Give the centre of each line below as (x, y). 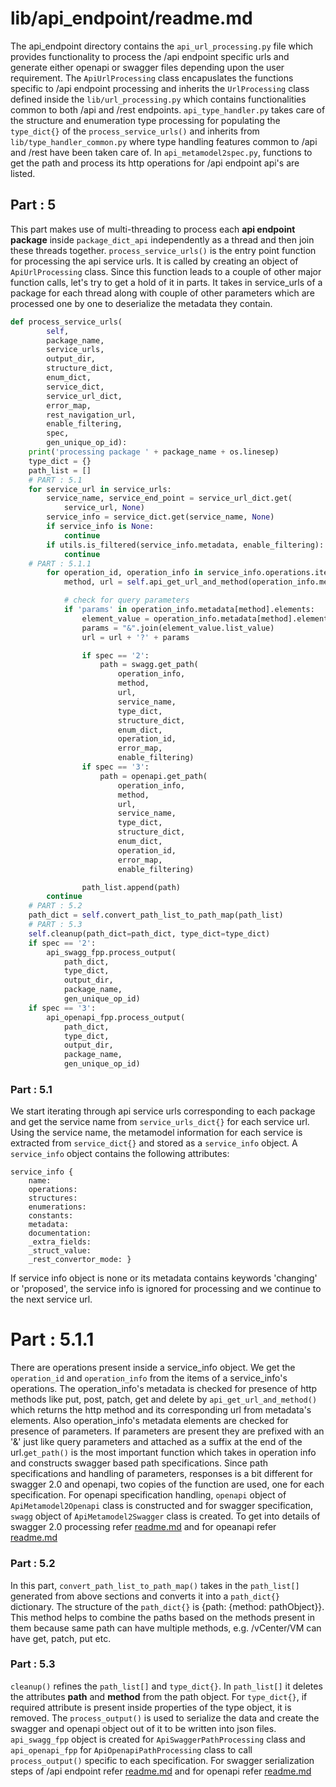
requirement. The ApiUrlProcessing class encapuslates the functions (152, 78)
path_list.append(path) (131, 887)
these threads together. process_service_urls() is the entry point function (163, 250)
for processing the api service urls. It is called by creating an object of (154, 261)
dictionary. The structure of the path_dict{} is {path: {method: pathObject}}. (167, 1606)
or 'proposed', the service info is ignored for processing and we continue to (166, 1289)
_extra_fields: (60, 1242)
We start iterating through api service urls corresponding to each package (163, 1111)
